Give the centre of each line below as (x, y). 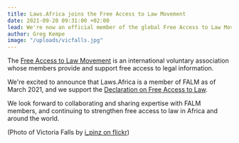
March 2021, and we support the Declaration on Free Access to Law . (107, 90)
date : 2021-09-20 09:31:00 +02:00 (59, 21)
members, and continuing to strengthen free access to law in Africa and (113, 111)
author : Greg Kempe (36, 34)
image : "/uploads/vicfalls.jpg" (55, 41)
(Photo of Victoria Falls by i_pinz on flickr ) (69, 132)
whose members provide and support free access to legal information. (111, 68)
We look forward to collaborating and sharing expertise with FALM (104, 103)
